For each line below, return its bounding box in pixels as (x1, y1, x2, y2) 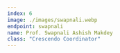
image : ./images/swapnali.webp (7, 17, 98, 23)
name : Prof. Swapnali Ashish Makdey (7, 29, 113, 36)
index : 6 (7, 10, 33, 17)
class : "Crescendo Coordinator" (7, 36, 101, 43)
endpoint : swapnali (7, 23, 64, 30)
